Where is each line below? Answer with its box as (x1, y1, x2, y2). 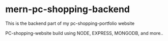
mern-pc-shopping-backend (5, 4, 130, 15)
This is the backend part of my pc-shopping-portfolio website (5, 20, 135, 26)
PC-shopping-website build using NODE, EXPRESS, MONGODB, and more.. (5, 30, 163, 36)
